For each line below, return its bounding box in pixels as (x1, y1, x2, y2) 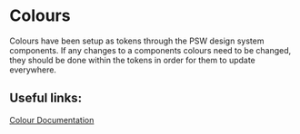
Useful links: (9, 91, 83, 106)
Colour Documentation (9, 114, 95, 125)
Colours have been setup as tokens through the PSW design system (9, 35, 265, 46)
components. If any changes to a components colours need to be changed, (9, 44, 292, 55)
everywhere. (9, 64, 57, 75)
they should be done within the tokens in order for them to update (9, 54, 256, 65)
